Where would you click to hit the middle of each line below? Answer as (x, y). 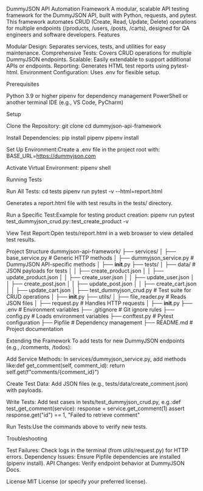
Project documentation (35, 329)
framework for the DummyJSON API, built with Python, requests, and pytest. (102, 15)
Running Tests (24, 179)
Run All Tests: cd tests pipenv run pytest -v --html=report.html (84, 191)
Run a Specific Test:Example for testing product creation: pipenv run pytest (100, 215)
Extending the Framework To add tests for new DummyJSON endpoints (96, 341)
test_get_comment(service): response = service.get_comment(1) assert (95, 408)
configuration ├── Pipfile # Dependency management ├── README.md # (100, 322)
